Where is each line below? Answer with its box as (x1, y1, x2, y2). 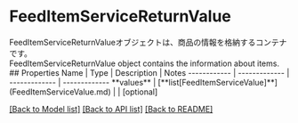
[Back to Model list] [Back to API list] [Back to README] (9, 103, 213, 114)
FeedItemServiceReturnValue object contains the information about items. (9, 58, 280, 69)
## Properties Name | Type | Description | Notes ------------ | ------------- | (9, 67, 290, 78)
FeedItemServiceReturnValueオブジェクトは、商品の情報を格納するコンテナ (9, 37, 287, 47)
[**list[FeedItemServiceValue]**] (157, 77, 278, 87)
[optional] (122, 86, 158, 97)
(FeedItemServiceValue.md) (9, 86, 111, 97)
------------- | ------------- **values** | (9, 77, 157, 87)
